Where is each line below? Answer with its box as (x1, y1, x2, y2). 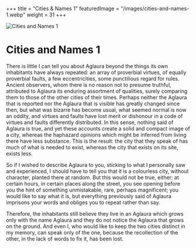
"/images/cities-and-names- (121, 5, 190, 12)
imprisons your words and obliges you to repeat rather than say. (6, 199, 160, 206)
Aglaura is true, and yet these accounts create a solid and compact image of (6, 125, 190, 132)
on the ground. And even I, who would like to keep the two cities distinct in (6, 223, 185, 230)
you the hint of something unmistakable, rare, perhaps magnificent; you (6, 186, 179, 193)
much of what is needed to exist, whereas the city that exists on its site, (6, 143, 178, 150)
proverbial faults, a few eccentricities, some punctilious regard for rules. (6, 75, 180, 82)
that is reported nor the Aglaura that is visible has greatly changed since (6, 100, 180, 107)
